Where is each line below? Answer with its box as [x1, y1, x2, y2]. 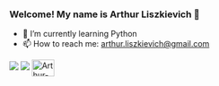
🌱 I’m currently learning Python [22, 29, 137, 39]
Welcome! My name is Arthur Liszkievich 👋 [9, 8, 200, 21]
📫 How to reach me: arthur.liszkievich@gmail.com [22, 39, 210, 49]
